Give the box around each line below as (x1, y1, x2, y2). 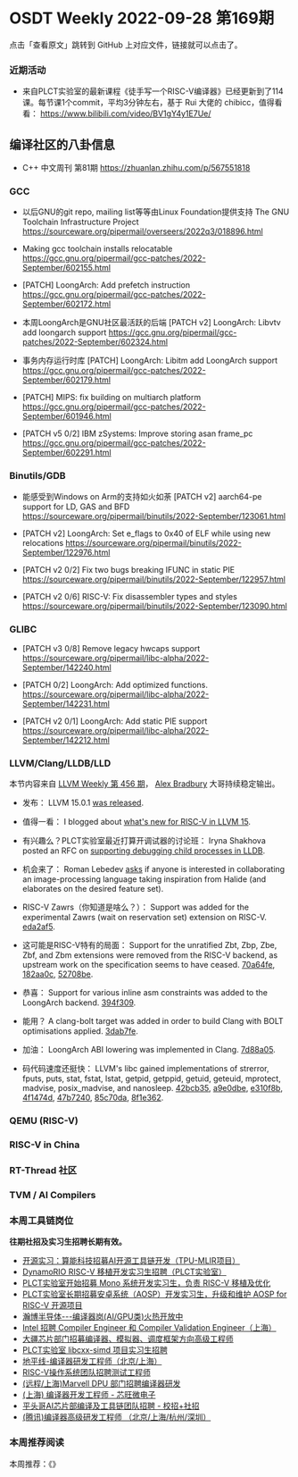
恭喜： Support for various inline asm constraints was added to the (21, 987, 268, 998)
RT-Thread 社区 (9, 1164, 78, 1176)
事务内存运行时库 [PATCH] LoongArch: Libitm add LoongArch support (21, 355, 278, 366)
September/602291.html (21, 448, 112, 458)
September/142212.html (21, 734, 110, 745)
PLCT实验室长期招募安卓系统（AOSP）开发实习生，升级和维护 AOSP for (21, 1288, 287, 1300)
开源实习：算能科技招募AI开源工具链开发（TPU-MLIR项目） (21, 1255, 241, 1266)
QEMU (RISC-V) (9, 1114, 79, 1127)
